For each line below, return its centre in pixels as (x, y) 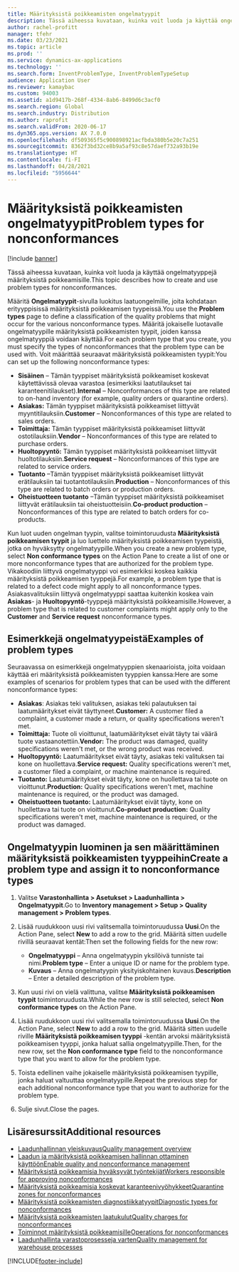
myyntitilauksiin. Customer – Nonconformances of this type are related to (124, 413)
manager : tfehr (30, 34)
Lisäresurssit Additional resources (84, 1131)
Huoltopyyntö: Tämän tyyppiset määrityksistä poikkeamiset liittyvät (117, 451)
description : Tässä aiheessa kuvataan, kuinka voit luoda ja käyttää (113, 21)
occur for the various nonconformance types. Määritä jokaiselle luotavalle (115, 324)
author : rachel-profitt (43, 27)
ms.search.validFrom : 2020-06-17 (57, 126)
